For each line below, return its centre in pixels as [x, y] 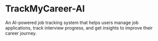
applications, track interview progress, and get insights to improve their [79, 27]
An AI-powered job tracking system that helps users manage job [72, 22]
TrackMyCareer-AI [45, 9]
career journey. [21, 33]
